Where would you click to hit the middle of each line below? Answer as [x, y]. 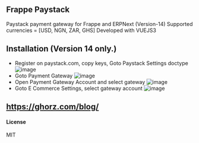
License [16, 122]
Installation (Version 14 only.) [61, 49]
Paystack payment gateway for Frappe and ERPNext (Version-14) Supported [99, 24]
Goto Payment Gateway [44, 76]
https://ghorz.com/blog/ [53, 107]
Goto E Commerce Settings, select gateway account [78, 88]
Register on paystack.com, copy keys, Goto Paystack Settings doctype [101, 63]
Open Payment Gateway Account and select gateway [80, 82]
